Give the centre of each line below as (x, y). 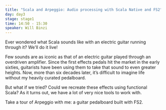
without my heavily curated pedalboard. (46, 78)
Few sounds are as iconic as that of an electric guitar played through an (78, 57)
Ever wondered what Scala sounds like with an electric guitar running (76, 42)
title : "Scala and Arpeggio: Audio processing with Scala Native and (78, 10)
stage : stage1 (20, 19)
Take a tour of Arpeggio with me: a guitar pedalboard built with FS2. (74, 102)
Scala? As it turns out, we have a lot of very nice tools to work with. (73, 93)
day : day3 (15, 14)
